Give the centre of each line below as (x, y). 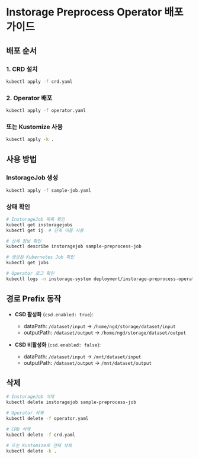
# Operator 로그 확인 (30, 274)
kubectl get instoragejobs (39, 225)
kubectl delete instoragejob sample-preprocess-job (71, 402)
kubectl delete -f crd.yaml (41, 435)
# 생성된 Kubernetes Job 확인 (40, 257)
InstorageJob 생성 (32, 178)
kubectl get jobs (28, 263)
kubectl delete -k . (32, 451)
